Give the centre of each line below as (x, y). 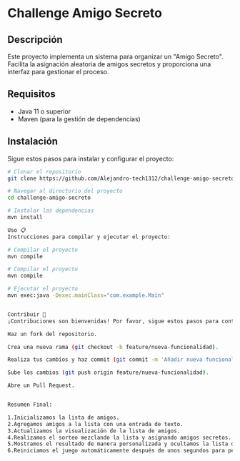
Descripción (35, 40)
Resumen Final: (30, 405)
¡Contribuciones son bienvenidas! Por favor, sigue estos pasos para (113, 321)
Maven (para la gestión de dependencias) (79, 118)
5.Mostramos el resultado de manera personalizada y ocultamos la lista (118, 444)
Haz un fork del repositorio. (52, 334)
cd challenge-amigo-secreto (49, 198)
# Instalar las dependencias (51, 211)
